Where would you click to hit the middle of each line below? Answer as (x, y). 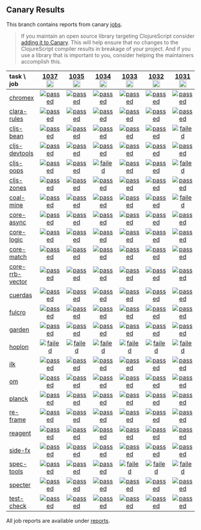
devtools (22, 153)
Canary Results (35, 10)
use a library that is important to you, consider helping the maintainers (107, 55)
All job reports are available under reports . (58, 520)
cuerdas (21, 295)
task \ (17, 76)
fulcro (17, 312)
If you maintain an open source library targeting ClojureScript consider (108, 36)
